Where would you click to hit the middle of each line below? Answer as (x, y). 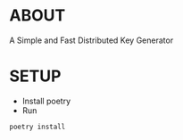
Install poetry (46, 101)
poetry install (37, 127)
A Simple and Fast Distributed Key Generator (91, 40)
